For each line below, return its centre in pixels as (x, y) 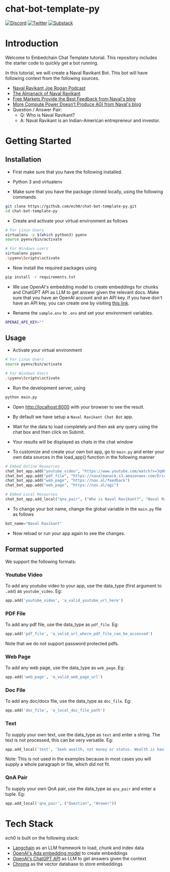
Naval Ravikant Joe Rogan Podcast (49, 88)
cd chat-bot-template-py (31, 211)
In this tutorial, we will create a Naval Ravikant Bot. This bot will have (76, 73)
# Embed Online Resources (32, 466)
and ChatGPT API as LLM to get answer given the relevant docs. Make (86, 292)
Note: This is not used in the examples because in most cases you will (78, 759)
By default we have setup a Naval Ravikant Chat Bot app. (73, 417)
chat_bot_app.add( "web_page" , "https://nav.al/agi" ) (62, 485)
